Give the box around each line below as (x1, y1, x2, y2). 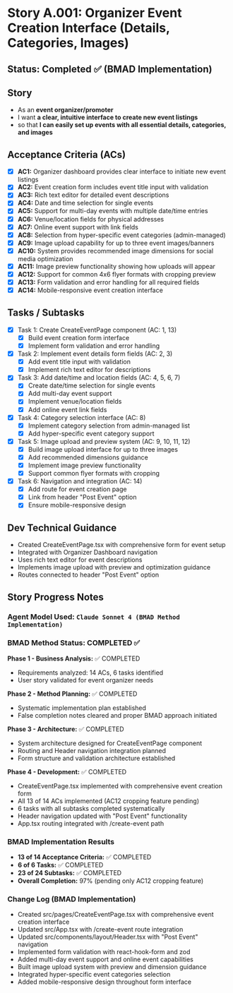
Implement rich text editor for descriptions (28, 366, 151, 374)
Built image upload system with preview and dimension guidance (17, 963, 207, 971)
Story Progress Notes (7, 591, 104, 603)
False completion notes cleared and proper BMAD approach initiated (17, 711, 217, 719)
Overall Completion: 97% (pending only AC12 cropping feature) (17, 877, 204, 885)
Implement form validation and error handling (28, 342, 160, 350)
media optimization (17, 254, 73, 263)
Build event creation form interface (28, 333, 130, 342)
